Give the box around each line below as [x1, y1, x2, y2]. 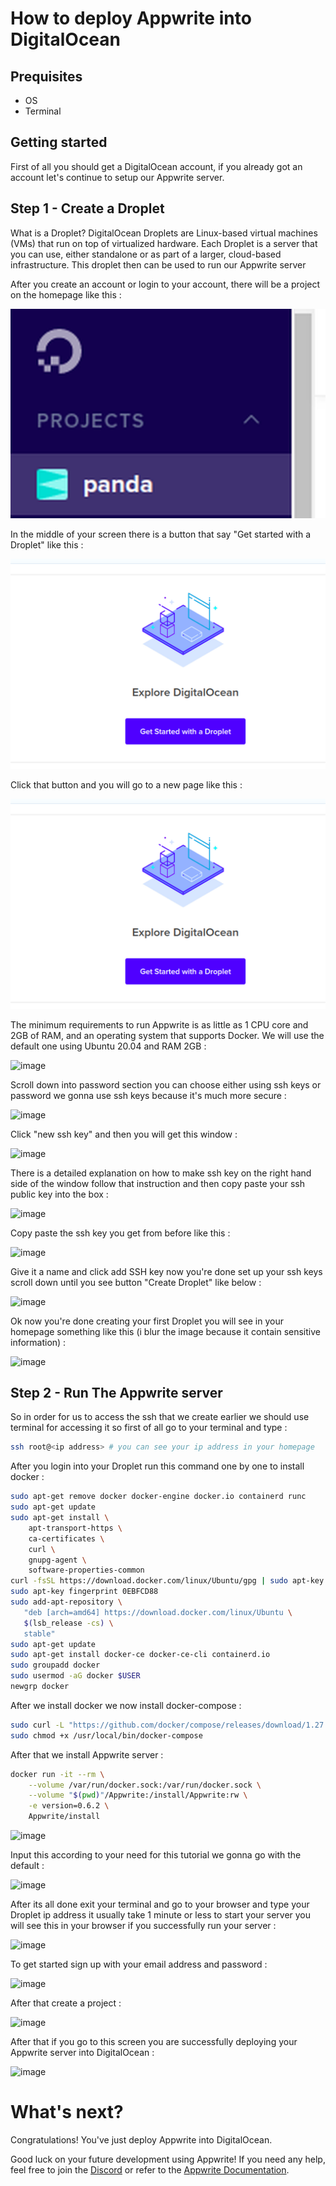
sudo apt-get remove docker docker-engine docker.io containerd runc [10, 1492, 307, 1502]
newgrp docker [10, 1682, 70, 1692]
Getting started [10, 134, 108, 151]
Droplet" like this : [10, 539, 84, 551]
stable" [23, 1628, 56, 1639]
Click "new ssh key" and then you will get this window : [10, 1128, 238, 1140]
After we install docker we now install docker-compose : [10, 1699, 242, 1711]
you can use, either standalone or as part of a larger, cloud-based [10, 248, 282, 260]
